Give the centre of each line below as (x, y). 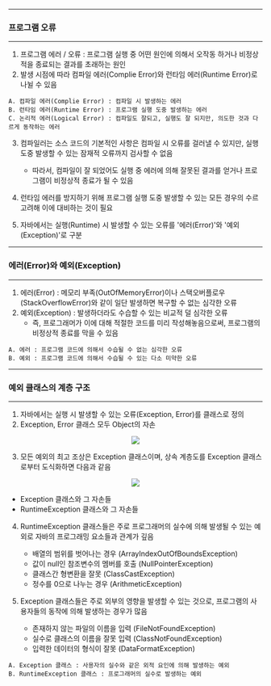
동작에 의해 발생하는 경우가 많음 (98, 611)
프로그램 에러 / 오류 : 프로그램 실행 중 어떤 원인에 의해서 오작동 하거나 (129, 54)
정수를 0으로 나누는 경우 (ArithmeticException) (107, 583)
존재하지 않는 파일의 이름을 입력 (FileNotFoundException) (124, 628)
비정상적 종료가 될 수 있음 (94, 181)
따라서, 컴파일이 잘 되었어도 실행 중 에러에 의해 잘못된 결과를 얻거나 (138, 170)
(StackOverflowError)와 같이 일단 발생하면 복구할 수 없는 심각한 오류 (129, 302)
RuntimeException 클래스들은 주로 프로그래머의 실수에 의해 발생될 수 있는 (136, 526)
